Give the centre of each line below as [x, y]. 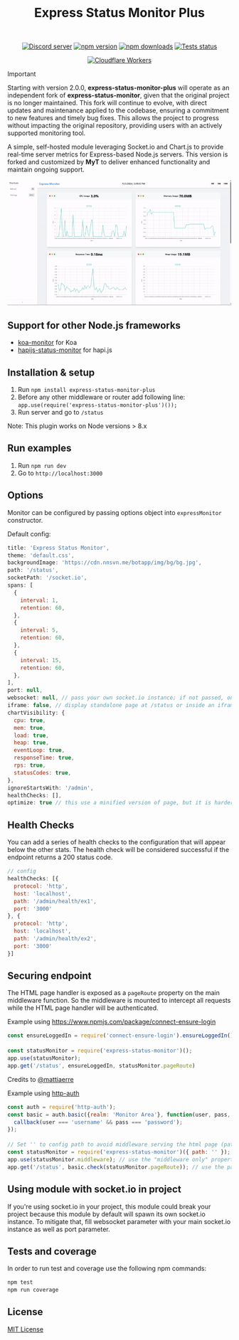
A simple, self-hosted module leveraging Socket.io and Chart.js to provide [116, 147]
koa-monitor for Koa [47, 343]
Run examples [39, 448]
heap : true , [32, 743]
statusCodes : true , [43, 772]
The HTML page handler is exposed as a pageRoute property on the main [114, 993]
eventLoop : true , [39, 750]
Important [22, 74]
